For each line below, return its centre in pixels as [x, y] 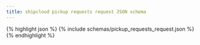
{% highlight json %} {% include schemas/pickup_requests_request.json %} [100, 29]
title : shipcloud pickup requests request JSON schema [76, 12]
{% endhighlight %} [31, 35]
